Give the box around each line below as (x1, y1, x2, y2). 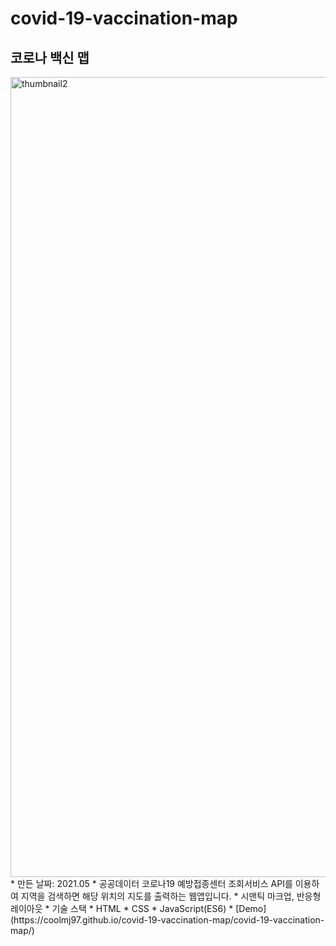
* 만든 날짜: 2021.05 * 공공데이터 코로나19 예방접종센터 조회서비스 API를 (10, 878, 293, 889)
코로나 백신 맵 (10, 49, 90, 66)
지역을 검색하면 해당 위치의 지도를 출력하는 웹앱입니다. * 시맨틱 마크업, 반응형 (20, 890, 322, 902)
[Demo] (235, 903, 267, 914)
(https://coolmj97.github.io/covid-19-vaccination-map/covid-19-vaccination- (10, 914, 325, 926)
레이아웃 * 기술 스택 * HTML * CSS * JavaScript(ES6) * (10, 903, 234, 914)
